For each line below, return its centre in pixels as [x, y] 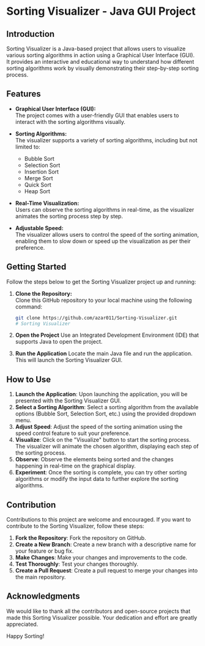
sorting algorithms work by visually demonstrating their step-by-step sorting [102, 68]
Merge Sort [39, 178]
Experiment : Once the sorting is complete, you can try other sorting [101, 472]
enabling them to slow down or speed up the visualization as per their [103, 241]
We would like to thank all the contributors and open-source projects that [99, 611]
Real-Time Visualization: [47, 203]
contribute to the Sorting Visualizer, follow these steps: [76, 526]
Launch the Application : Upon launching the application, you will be [101, 394]
